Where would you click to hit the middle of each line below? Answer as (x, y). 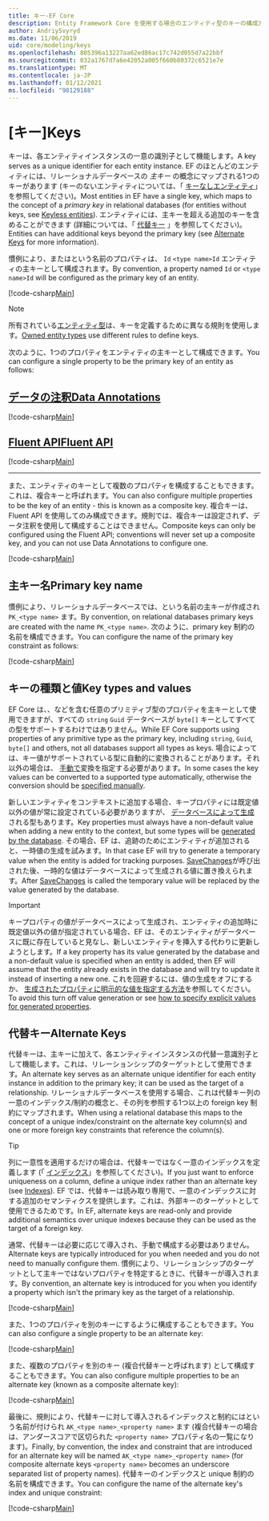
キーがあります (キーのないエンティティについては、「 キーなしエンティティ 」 (133, 186)
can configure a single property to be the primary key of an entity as (121, 361)
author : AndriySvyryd (44, 30)
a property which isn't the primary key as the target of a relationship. (121, 1293)
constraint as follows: (44, 645)
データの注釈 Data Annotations (85, 397)
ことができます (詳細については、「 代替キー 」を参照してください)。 (134, 224)
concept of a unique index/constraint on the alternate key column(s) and (128, 1122)
